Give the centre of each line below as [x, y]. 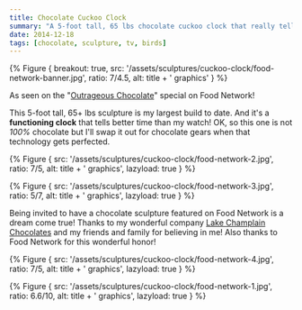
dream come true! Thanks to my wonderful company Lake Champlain [138, 223]
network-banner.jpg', [48, 78]
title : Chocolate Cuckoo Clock [68, 18]
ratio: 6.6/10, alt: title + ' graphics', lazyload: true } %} [108, 296]
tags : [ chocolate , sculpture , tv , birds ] [88, 43]
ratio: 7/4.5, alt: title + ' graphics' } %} [158, 78]
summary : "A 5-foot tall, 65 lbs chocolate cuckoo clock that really [142, 26]
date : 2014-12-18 [42, 34]
